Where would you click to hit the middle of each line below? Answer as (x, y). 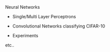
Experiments (25, 36)
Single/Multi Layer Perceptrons (44, 16)
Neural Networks (23, 7)
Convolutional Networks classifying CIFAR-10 (59, 26)
